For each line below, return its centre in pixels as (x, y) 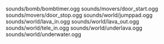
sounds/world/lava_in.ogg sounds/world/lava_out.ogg (72, 21)
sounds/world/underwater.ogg (44, 34)
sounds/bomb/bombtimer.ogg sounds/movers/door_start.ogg (82, 9)
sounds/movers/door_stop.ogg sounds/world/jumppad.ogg (79, 15)
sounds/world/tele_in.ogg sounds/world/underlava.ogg (74, 28)
